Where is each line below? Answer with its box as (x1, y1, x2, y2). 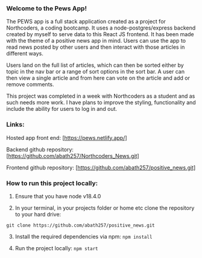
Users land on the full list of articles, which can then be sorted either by (6, 61, 184, 69)
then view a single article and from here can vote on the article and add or (6, 74, 190, 82)
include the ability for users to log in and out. (6, 105, 118, 113)
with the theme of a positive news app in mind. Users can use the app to (6, 37, 186, 45)
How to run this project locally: (6, 179, 98, 187)
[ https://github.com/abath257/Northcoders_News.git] (6, 152, 140, 159)
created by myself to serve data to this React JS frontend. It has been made (6, 31, 194, 38)
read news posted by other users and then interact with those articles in (6, 43, 185, 51)
